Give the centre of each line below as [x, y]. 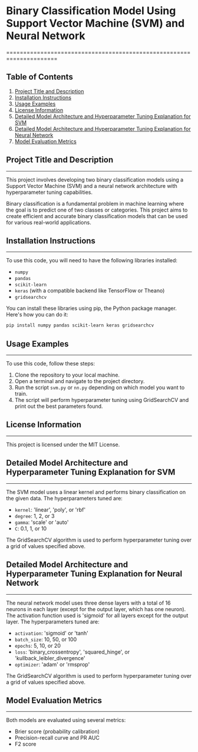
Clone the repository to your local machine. [67, 375]
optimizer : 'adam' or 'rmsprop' [52, 664]
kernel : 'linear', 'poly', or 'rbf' [50, 509]
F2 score [25, 744]
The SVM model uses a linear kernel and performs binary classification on [96, 492]
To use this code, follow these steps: [51, 364]
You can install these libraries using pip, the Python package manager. [91, 308]
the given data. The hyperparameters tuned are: [64, 498]
